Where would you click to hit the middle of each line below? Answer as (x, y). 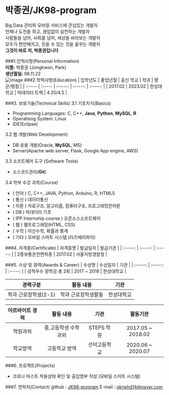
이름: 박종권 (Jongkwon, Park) (36, 67)
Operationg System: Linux (39, 118)
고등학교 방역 (62, 348)
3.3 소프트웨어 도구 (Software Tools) (42, 161)
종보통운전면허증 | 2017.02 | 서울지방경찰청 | (63, 254)
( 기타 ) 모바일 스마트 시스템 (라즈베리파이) (54, 237)
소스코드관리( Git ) (29, 172)
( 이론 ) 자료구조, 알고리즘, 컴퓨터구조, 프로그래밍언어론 (66, 206)
